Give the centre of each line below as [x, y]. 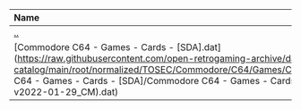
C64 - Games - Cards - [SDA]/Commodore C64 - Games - [141, 81]
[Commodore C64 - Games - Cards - [94, 47]
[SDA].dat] [199, 47]
